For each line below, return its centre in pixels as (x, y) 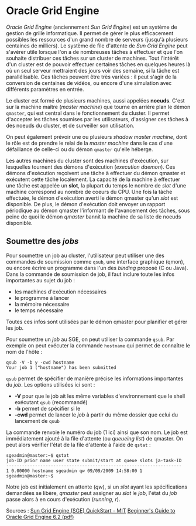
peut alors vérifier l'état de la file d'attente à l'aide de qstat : (78, 445)
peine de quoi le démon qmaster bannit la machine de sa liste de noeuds (94, 216)
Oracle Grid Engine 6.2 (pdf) (40, 517)
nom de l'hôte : (24, 351)
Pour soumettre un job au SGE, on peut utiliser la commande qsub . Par (90, 339)
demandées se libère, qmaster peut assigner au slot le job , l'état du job (92, 493)
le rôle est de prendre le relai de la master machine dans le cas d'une (90, 143)
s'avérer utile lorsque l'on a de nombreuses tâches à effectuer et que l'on (94, 52)
